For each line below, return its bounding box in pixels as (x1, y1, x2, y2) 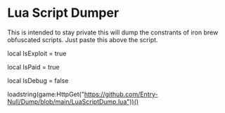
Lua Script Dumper (7, 5, 120, 21)
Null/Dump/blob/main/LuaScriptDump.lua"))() (7, 97, 139, 106)
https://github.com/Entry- (84, 90, 158, 98)
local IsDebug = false (7, 76, 69, 85)
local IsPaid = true (7, 62, 60, 71)
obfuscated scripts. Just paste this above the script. (7, 35, 158, 44)
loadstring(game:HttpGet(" (7, 90, 84, 98)
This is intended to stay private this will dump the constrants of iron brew (7, 28, 219, 36)
